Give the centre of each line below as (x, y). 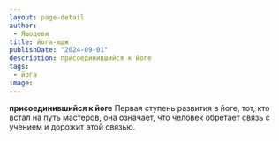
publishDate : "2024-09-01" (59, 50)
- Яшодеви (31, 33)
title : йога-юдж (39, 42)
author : (23, 26)
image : (21, 83)
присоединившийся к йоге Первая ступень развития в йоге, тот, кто (139, 108)
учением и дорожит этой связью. (72, 126)
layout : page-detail (47, 17)
